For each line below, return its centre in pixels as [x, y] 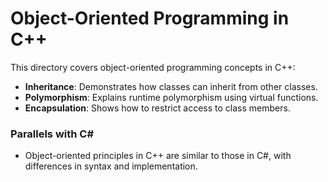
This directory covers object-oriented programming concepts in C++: [153, 67]
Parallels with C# [52, 134]
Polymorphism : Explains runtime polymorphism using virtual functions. [171, 97]
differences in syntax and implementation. [111, 166]
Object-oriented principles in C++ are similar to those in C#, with [158, 156]
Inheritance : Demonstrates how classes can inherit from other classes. [171, 86]
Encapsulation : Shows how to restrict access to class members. [157, 108]
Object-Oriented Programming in [150, 18]
